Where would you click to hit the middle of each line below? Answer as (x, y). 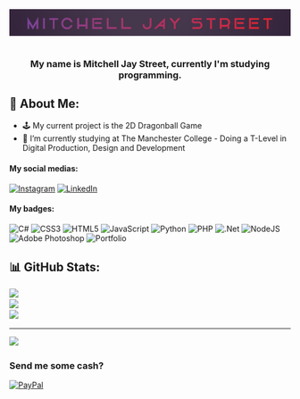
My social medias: (44, 169)
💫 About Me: (45, 104)
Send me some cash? (57, 365)
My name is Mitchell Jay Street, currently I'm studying (150, 63)
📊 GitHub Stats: (55, 267)
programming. (150, 75)
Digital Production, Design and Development (104, 148)
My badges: (32, 209)
